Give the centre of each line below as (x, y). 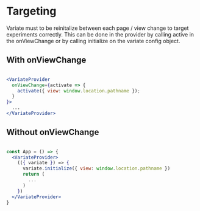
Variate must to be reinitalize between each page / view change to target (98, 28)
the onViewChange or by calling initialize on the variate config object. (93, 41)
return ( (34, 175)
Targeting (31, 11)
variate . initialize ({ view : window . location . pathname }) (96, 168)
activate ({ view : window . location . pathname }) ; (79, 91)
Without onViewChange (53, 132)
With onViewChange (46, 60)
